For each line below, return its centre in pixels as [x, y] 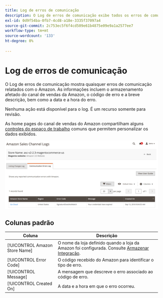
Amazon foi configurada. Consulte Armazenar [103, 248]
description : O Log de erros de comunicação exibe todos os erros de [77, 15]
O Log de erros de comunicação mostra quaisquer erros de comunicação [78, 84]
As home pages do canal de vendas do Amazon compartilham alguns [74, 123]
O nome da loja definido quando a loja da [98, 243]
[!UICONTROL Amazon [30, 246]
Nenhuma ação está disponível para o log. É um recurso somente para [75, 109]
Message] [17, 277]
